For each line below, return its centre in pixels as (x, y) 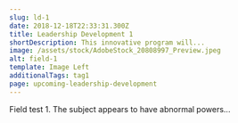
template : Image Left (49, 68)
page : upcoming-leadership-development (83, 84)
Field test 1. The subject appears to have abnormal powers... (120, 109)
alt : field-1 (33, 59)
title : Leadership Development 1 (71, 34)
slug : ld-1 (29, 17)
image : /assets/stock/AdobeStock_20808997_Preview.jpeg (115, 51)
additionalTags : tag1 (49, 76)
